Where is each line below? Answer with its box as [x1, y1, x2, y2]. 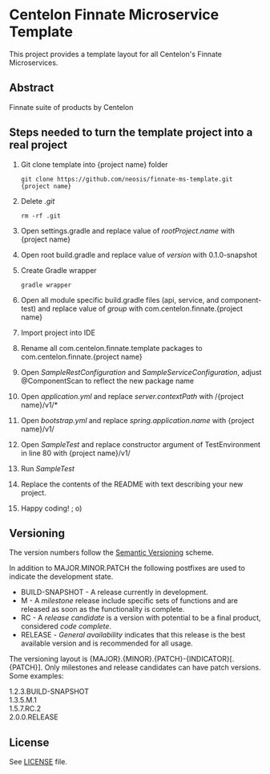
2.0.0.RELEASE [9, 712, 58, 722]
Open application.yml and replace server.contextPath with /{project [20, 391, 244, 401]
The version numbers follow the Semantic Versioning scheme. [9, 548, 215, 557]
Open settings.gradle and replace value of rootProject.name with [20, 226, 236, 235]
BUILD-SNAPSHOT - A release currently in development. [20, 588, 209, 597]
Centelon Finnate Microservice [9, 6, 220, 24]
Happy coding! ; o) [20, 503, 83, 513]
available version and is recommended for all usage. [20, 638, 193, 648]
